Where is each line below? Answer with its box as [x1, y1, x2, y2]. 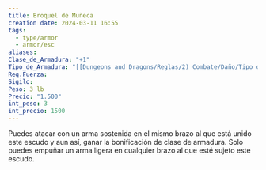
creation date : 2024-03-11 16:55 [8, 19, 119, 27]
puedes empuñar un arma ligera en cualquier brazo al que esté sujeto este [8, 145, 251, 155]
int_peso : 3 [8, 100, 47, 108]
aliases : [8, 48, 37, 56]
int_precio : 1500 [8, 108, 66, 115]
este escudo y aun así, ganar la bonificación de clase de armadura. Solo [8, 138, 244, 146]
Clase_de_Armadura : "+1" [8, 56, 90, 64]
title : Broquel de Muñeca [8, 11, 93, 20]
